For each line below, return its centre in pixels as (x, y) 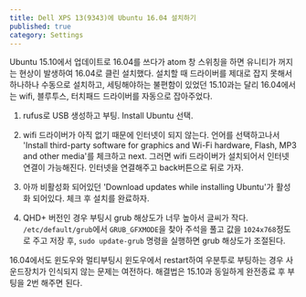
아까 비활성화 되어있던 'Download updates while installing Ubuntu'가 (148, 187)
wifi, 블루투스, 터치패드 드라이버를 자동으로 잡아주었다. (116, 96)
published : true (40, 27)
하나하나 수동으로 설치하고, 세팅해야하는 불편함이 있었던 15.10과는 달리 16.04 (145, 85)
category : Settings (47, 35)
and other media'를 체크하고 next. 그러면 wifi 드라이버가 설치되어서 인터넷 (156, 156)
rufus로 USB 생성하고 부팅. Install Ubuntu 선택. (108, 116)
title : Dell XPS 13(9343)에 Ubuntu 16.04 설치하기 (103, 18)
